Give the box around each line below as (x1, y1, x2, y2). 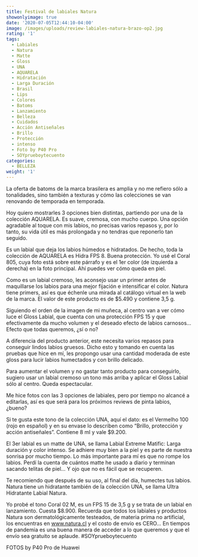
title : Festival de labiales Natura (6, 8, 97, 15)
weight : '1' (6, 169, 36, 175)
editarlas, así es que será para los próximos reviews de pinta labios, (6, 398, 172, 405)
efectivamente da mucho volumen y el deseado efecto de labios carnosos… (6, 319, 191, 327)
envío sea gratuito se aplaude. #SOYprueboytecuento (6, 533, 138, 539)
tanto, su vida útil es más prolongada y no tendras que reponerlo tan (6, 228, 174, 235)
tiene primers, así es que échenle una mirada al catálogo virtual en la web (6, 289, 186, 296)
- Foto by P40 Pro (11, 147, 58, 153)
